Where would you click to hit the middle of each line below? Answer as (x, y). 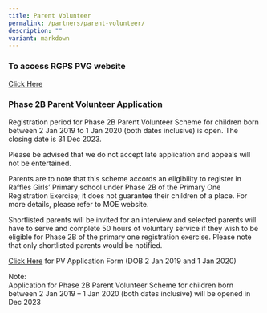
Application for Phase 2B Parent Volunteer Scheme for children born (121, 285)
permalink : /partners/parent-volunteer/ (77, 23)
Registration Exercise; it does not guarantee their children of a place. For (128, 195)
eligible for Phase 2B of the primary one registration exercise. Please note (130, 237)
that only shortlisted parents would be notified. (85, 245)
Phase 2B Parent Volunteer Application (85, 104)
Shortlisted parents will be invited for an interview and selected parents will (132, 220)
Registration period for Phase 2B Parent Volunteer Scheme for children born (133, 122)
